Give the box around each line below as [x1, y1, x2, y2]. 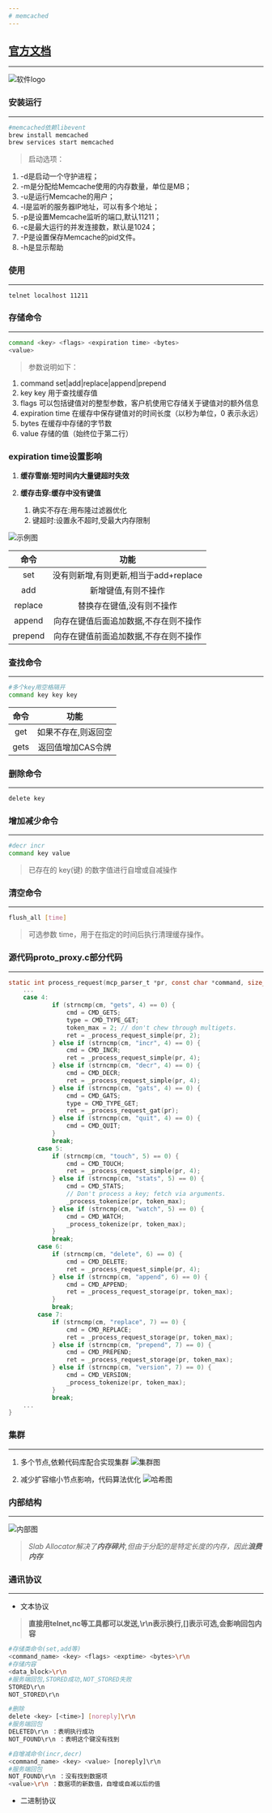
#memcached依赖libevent [8, 123, 87, 132]
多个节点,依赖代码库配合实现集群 [19, 1457, 130, 1466]
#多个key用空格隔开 [8, 684, 66, 692]
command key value [8, 849, 70, 857]
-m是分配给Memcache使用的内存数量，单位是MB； [19, 182, 192, 192]
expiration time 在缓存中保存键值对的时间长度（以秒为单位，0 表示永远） [19, 408, 263, 418]
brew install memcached [8, 131, 89, 139]
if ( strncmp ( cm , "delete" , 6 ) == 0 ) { [51, 1250, 183, 1258]
